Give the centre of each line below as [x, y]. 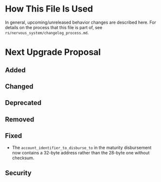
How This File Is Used [49, 9]
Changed [19, 86]
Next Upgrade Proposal [53, 52]
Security [18, 173]
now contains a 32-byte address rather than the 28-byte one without [81, 152]
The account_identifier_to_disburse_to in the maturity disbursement [82, 147]
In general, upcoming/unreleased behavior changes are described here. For [80, 22]
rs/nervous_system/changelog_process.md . [47, 32]
